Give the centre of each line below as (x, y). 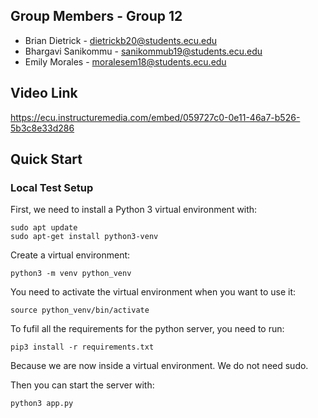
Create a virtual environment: (70, 255)
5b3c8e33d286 (42, 128)
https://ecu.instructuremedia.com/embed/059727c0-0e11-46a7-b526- (155, 117)
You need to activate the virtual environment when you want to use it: (153, 292)
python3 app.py (42, 404)
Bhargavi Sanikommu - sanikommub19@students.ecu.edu (143, 51)
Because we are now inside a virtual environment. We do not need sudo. (159, 366)
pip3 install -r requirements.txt (82, 347)
